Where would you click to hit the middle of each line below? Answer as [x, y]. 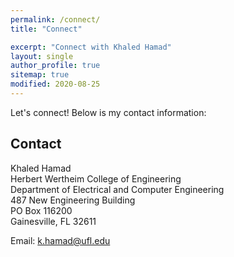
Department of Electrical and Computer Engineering [117, 189]
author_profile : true [55, 66]
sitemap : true [40, 75]
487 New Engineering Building [73, 200]
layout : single [42, 56]
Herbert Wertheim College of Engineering [96, 178]
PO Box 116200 [41, 210]
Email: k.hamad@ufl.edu [60, 240]
